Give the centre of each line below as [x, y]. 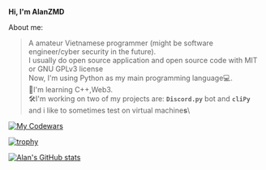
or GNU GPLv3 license [66, 69]
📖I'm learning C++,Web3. [71, 89]
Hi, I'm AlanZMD [36, 12]
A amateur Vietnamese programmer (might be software [120, 43]
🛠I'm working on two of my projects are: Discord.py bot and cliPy [139, 99]
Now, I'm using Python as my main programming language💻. [130, 78]
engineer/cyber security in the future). [92, 51]
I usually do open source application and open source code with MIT [143, 60]
